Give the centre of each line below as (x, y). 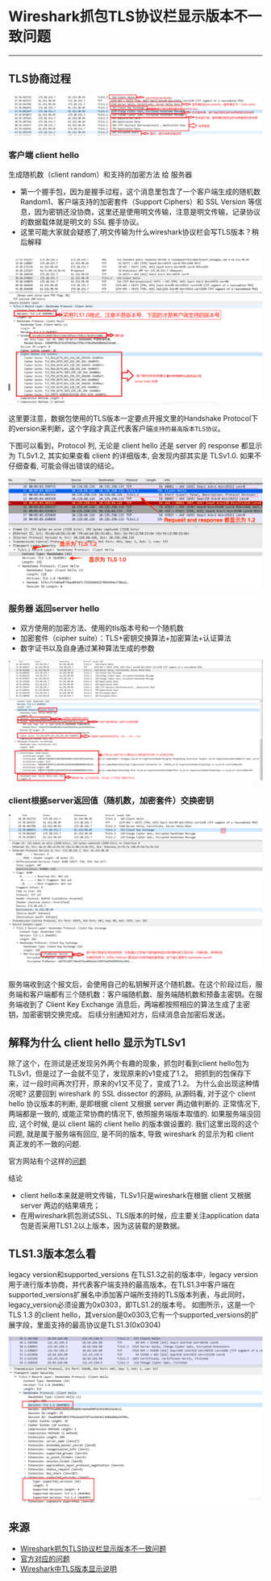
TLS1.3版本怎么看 (52, 1253)
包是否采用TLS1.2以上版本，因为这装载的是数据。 (102, 1225)
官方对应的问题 (45, 1558)
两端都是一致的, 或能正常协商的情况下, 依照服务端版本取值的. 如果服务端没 (131, 1114)
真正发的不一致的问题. (45, 1144)
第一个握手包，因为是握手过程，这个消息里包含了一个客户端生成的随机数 (140, 191)
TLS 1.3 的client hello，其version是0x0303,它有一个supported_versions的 (130, 1314)
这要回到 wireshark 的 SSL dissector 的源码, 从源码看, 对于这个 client (142, 1094)
